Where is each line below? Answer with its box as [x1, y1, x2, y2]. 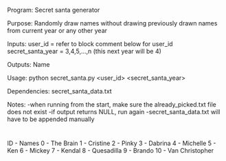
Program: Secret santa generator [7, 6, 100, 14]
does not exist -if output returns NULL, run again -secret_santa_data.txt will [7, 108, 221, 116]
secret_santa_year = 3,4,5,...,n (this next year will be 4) [7, 47, 161, 55]
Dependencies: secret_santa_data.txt [7, 87, 112, 95]
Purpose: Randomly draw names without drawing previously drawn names [7, 19, 218, 27]
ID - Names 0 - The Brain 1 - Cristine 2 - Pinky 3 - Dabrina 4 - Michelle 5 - [7, 139, 216, 147]
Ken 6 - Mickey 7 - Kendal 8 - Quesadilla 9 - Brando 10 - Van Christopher [7, 147, 214, 155]
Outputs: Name [7, 61, 50, 68]
